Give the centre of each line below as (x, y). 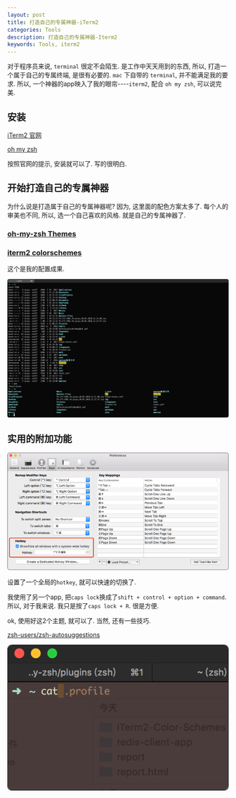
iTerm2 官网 (25, 135)
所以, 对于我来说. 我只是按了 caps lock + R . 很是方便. (83, 606)
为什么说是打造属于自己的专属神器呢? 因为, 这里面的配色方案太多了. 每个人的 (118, 206)
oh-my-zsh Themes (42, 233)
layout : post (26, 15)
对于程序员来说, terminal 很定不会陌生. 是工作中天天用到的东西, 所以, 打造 (114, 66)
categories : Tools (34, 30)
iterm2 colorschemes (45, 252)
